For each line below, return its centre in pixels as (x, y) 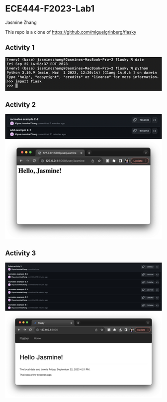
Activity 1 (20, 48)
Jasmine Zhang (21, 22)
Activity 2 (21, 105)
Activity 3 (21, 253)
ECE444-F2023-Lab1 (50, 9)
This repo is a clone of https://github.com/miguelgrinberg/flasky (71, 32)
